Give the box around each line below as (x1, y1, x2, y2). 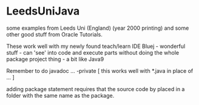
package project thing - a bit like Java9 (6, 55, 104, 63)
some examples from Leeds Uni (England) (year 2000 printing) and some (6, 24, 189, 32)
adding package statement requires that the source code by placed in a (6, 85, 185, 92)
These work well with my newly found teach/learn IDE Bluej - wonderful (6, 42, 186, 50)
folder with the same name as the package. (6, 92, 115, 99)
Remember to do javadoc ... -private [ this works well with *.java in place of (6, 67, 194, 74)
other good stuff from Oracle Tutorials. (6, 30, 103, 38)
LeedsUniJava (6, 4, 80, 18)
